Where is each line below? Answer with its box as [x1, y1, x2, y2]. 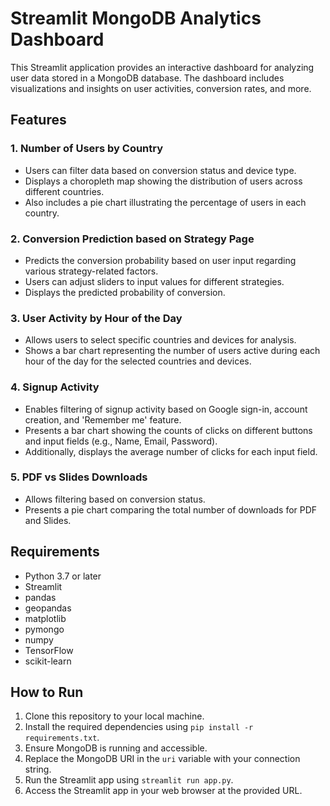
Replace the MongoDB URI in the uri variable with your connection [24, 753, 301, 765]
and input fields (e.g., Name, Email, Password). [24, 435, 218, 447]
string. [24, 763, 52, 776]
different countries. [24, 185, 105, 197]
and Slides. [24, 514, 72, 526]
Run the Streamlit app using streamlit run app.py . [24, 774, 234, 786]
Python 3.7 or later [24, 570, 102, 582]
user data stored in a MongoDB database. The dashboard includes [10, 72, 285, 84]
